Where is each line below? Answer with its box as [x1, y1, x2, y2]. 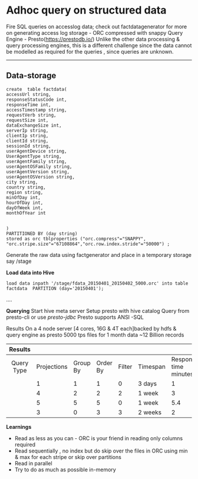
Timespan [138, 362, 166, 371]
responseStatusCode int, [6, 97, 67, 103]
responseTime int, [6, 101, 51, 108]
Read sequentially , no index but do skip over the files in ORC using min [14, 447, 188, 454]
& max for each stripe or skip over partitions [14, 453, 122, 460]
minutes [171, 369, 194, 378]
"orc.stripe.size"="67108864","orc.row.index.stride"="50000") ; [6, 241, 170, 247]
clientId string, [6, 138, 49, 144]
